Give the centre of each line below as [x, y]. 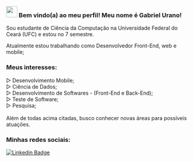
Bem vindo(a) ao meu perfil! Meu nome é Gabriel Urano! [100, 15]
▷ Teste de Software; [33, 99]
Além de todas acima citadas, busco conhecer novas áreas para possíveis [96, 118]
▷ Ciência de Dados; [32, 86]
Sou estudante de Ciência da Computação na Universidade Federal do [92, 28]
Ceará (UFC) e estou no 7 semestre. [50, 34]
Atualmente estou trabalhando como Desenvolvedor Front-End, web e [91, 46]
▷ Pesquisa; [21, 105]
